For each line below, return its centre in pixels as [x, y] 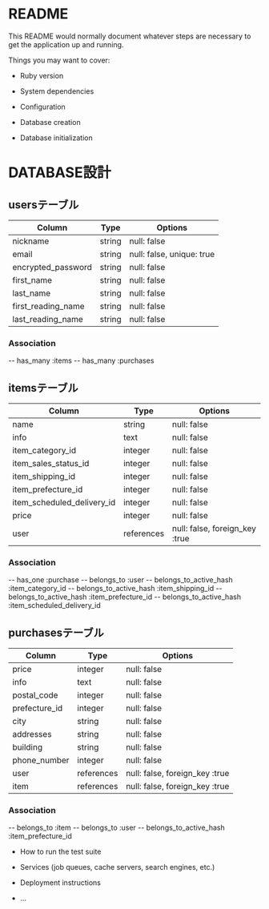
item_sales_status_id [51, 464]
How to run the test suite [60, 852]
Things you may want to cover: [59, 60]
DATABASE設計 [60, 173]
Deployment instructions [60, 883]
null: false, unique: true [172, 254]
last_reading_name [48, 319]
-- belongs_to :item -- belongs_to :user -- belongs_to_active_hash [117, 828]
